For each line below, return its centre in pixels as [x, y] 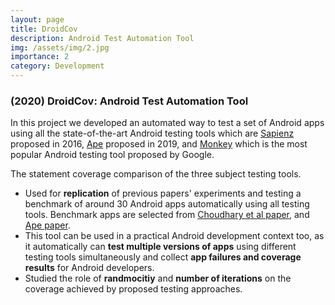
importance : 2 [40, 57]
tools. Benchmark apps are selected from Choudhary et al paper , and [167, 215]
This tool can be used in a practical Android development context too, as [174, 236]
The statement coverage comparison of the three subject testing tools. [156, 174]
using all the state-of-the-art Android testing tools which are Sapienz [152, 133]
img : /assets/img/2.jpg [60, 47]
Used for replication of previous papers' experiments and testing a [163, 193]
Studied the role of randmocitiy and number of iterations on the [158, 278]
